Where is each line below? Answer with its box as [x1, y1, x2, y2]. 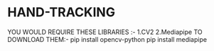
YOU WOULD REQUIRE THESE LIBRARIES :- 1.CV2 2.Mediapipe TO [7, 28, 203, 36]
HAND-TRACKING [7, 4, 116, 21]
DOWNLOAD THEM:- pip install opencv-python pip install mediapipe [7, 35, 208, 43]
